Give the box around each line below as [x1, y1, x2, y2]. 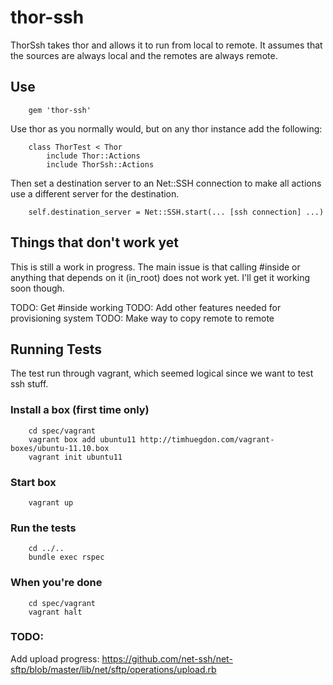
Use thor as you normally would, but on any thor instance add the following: [10, 122, 323, 135]
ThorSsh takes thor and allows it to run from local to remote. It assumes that [10, 39, 323, 51]
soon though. [10, 282, 65, 294]
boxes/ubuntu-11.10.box [10, 443, 110, 453]
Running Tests [10, 341, 102, 358]
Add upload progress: [10, 652, 100, 665]
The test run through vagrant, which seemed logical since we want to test [10, 367, 314, 380]
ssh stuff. [10, 378, 49, 390]
